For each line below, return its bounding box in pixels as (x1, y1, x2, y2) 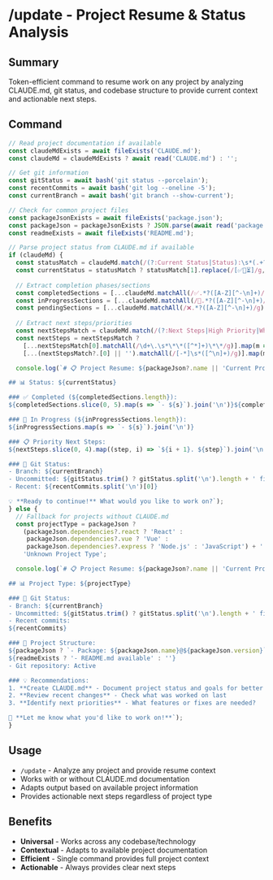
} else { (8, 505, 38, 513)
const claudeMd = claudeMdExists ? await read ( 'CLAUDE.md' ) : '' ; (8, 154, 238, 163)
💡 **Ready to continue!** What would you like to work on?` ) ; (8, 497, 224, 505)
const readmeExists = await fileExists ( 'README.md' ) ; (8, 229, 195, 237)
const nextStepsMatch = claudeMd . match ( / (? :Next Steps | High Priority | (15, 327, 260, 335)
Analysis (8, 23, 69, 41)
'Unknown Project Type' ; (23, 550, 107, 558)
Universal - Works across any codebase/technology (19, 836, 197, 846)
